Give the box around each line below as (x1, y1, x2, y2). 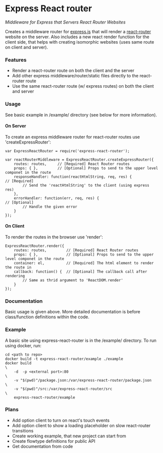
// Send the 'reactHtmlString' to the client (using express (22, 183, 150, 188)
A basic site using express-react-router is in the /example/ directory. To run (5, 337, 157, 343)
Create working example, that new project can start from (12, 433, 126, 439)
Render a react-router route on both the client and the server (12, 68, 135, 73)
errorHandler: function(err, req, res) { (14, 195, 99, 201)
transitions (12, 428, 34, 433)
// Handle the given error (22, 204, 78, 209)
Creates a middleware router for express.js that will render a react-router (5, 28, 151, 34)
